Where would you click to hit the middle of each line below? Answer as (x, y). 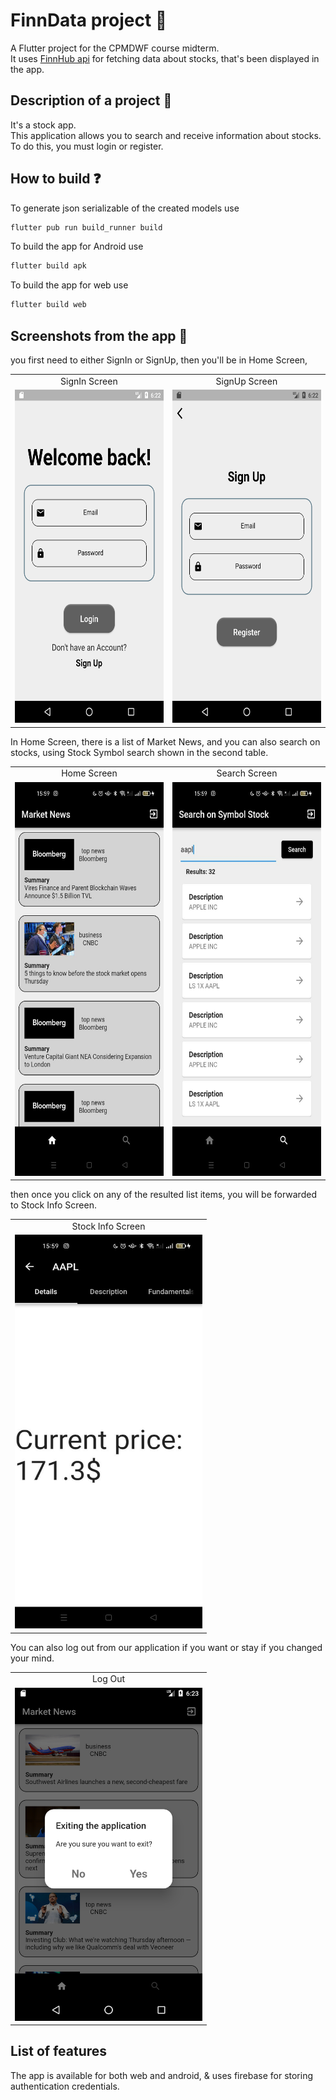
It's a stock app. (43, 125)
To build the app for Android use (77, 246)
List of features (59, 2051)
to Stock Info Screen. (53, 1205)
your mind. (32, 1658)
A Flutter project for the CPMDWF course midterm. (115, 48)
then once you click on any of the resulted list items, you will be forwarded (163, 1194)
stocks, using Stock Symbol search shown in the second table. (139, 752)
